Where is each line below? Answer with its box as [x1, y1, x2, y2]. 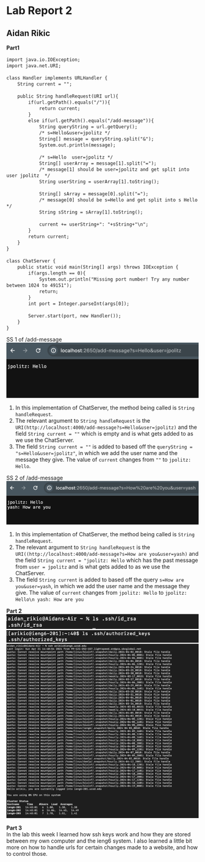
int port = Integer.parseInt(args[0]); [28, 301, 130, 307]
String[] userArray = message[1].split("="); [38, 160, 157, 167]
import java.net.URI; [6, 63, 62, 69]
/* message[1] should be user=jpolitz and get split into [38, 167, 190, 173]
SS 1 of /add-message [6, 336, 62, 343]
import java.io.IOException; [6, 57, 81, 63]
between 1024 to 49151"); [6, 282, 72, 289]
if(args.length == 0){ [28, 270, 86, 276]
